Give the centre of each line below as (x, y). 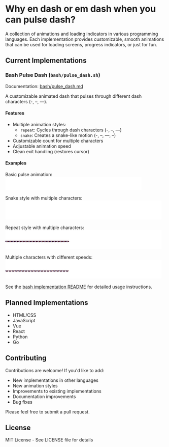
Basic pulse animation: (29, 175)
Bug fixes (23, 402)
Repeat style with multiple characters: (45, 228)
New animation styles (35, 385)
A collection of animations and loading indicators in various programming (82, 34)
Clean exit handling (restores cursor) (51, 151)
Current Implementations (46, 61)
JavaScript (24, 320)
